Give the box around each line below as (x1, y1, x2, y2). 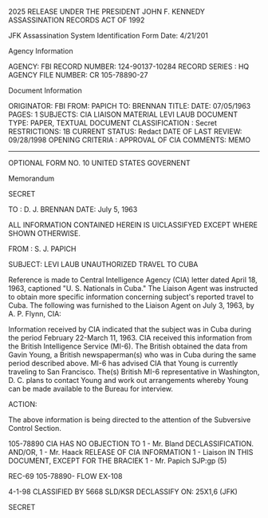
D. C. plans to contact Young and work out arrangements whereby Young (8, 376, 249, 385)
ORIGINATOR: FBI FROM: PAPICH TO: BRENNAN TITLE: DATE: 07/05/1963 (8, 102, 251, 110)
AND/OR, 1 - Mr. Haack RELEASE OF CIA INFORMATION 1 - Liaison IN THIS (8, 448, 254, 456)
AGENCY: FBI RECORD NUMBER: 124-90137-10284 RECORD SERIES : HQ (8, 62, 250, 71)
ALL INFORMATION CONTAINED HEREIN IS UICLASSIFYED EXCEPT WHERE (8, 220, 258, 229)
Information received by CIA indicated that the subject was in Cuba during (8, 325, 252, 334)
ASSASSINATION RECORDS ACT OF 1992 (8, 15, 145, 25)
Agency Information (8, 46, 73, 55)
